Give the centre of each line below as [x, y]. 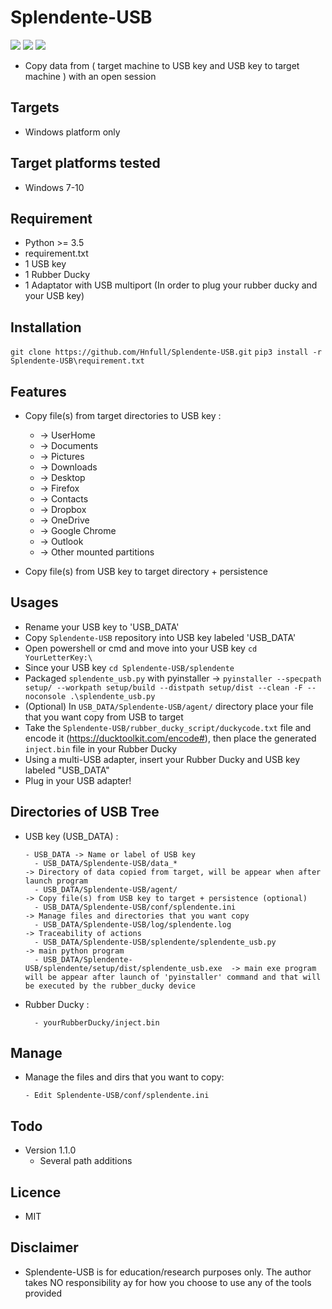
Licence [36, 1192]
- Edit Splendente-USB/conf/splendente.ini [117, 1096]
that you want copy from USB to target [104, 717]
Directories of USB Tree [85, 812]
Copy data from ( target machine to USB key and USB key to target [162, 65]
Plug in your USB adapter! [78, 780]
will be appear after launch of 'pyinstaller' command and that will [173, 977]
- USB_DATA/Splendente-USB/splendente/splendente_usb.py [155, 942]
